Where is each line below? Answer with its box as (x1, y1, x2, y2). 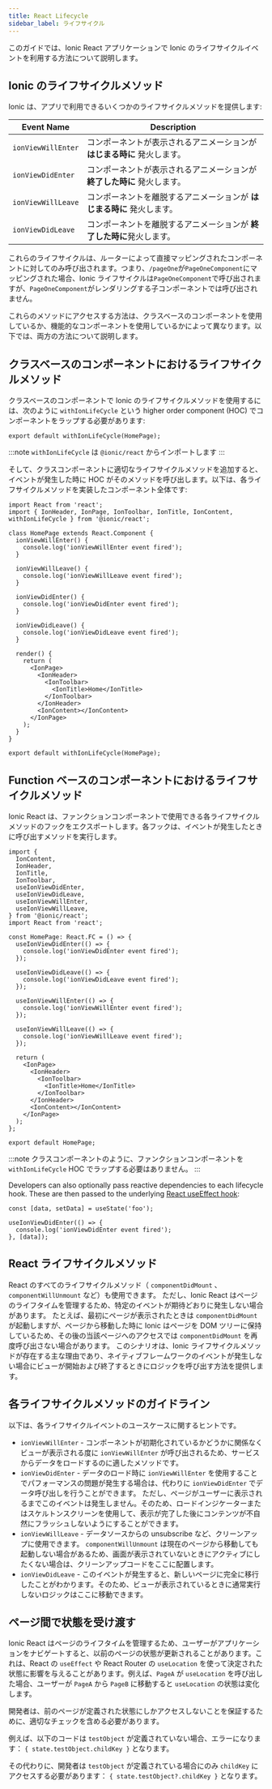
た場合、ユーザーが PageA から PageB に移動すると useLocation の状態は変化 (8, 1679, 260, 1688)
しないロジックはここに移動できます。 (19, 1590, 148, 1599)
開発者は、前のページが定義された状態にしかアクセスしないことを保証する (8, 1706, 257, 1716)
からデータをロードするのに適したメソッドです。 (19, 1457, 184, 1467)
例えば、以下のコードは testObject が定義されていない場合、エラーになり (8, 1734, 255, 1744)
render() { (15, 650, 53, 658)
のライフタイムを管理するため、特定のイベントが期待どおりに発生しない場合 (8, 1300, 264, 1310)
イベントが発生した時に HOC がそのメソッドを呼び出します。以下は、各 (8, 475, 248, 485)
